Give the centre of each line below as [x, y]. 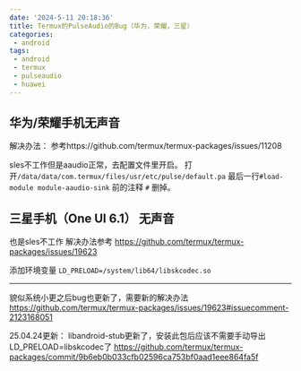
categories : [31, 34]
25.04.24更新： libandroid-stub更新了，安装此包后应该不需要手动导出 [138, 336]
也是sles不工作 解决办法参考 [61, 242]
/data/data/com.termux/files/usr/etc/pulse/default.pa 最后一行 [138, 177]
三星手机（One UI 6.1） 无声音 [92, 218]
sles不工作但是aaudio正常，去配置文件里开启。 [96, 165]
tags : [19, 51]
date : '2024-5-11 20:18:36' [62, 17]
